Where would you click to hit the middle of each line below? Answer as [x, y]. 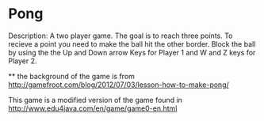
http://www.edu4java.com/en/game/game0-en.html [93, 108]
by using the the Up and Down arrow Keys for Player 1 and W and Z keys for [132, 52]
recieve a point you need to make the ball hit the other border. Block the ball [132, 43]
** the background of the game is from [71, 76]
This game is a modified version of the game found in [95, 100]
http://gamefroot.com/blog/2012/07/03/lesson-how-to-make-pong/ [119, 85]
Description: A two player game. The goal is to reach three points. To [121, 36]
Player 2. [23, 61]
